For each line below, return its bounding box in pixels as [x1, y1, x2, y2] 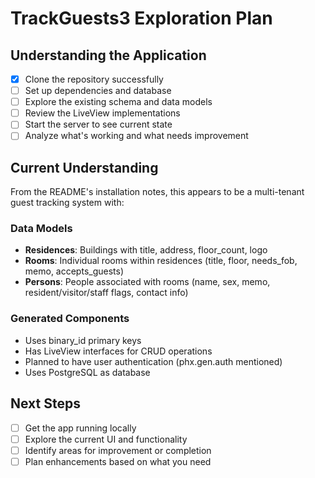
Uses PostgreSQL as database [24, 366, 151, 378]
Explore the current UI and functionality [24, 433, 188, 445]
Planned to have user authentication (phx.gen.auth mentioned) [24, 355, 283, 367]
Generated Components [10, 312, 130, 326]
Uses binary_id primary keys [24, 334, 142, 346]
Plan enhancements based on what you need [24, 455, 212, 467]
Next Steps [10, 395, 81, 412]
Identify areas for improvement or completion [24, 444, 212, 456]
